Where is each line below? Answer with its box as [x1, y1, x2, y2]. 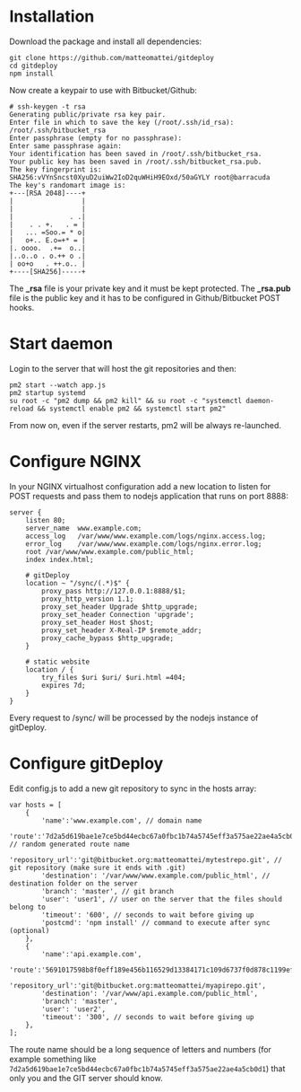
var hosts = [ [9, 800, 63, 809]
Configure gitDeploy [9, 753, 164, 773]
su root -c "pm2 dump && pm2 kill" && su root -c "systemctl [9, 396, 243, 405]
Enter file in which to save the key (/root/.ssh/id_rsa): [9, 118, 235, 127]
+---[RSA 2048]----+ [9, 189, 87, 198]
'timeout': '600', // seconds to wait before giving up [41, 910, 254, 920]
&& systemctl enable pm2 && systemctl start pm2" [37, 404, 227, 413]
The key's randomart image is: [9, 181, 126, 189]
